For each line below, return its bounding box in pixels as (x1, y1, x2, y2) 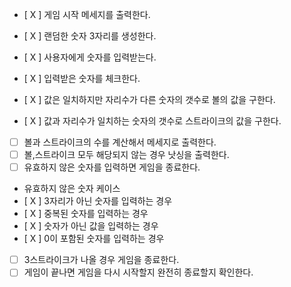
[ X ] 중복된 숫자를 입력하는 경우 (23, 208, 149, 220)
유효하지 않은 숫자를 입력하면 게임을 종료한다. (23, 161, 201, 173)
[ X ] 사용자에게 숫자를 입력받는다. (23, 51, 157, 63)
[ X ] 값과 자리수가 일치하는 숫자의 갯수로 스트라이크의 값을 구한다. (23, 115, 282, 127)
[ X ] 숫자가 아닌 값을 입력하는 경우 (23, 220, 159, 232)
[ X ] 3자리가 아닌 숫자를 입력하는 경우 (23, 195, 173, 207)
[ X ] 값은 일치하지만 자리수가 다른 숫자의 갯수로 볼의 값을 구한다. (23, 94, 276, 105)
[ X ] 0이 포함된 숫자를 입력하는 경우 (23, 233, 165, 245)
